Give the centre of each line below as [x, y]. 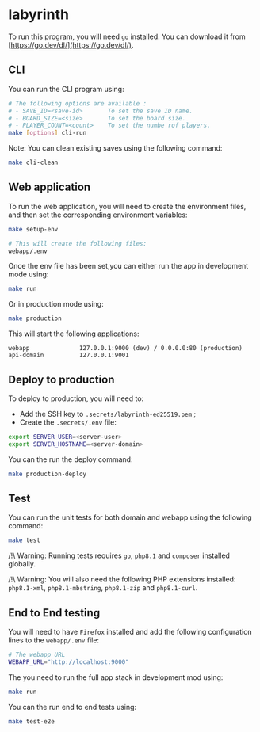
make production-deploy [48, 474]
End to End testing [54, 613]
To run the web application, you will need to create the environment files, [127, 206]
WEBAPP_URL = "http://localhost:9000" [69, 662]
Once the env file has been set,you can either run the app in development [128, 266]
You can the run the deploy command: [71, 459]
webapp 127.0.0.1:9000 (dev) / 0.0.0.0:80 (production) [126, 349]
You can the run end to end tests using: [73, 707]
